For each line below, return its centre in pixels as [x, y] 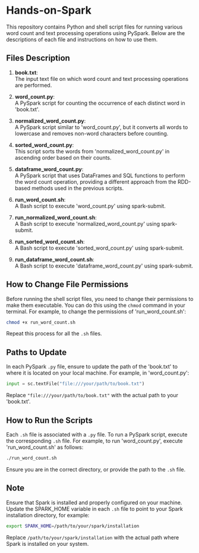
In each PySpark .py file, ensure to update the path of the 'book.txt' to [92, 367]
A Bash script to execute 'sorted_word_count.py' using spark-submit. [99, 248]
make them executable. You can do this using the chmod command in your [96, 305]
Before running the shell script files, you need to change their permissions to [100, 299]
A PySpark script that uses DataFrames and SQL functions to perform [100, 175]
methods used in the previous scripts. [78, 188]
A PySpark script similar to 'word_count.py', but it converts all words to [101, 127]
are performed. [33, 85]
